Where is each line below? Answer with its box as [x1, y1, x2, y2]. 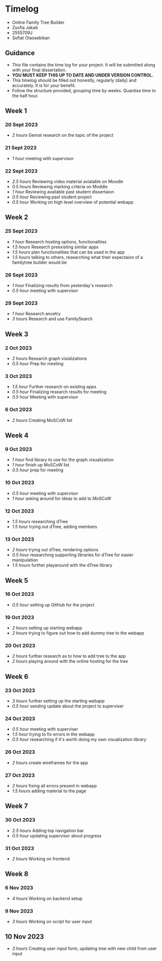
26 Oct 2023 [5, 749, 35, 755]
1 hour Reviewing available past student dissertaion [12, 189, 115, 195]
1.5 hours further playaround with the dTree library [12, 562, 113, 568]
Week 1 [5, 107, 27, 115]
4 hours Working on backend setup [12, 896, 83, 901]
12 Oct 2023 [5, 508, 34, 514]
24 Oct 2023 [5, 715, 35, 722]
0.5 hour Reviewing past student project [12, 194, 92, 200]
